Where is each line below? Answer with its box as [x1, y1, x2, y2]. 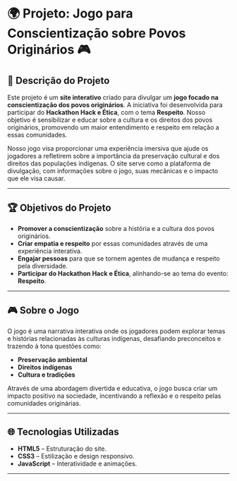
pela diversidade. [17, 261, 68, 270]
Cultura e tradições [17, 370, 75, 379]
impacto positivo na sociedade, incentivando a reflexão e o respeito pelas [7, 392, 221, 400]
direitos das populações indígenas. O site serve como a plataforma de [7, 159, 211, 168]
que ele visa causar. [7, 174, 66, 182]
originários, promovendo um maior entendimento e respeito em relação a [7, 123, 220, 131]
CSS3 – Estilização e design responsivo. [17, 452, 135, 461]
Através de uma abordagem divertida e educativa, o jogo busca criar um [7, 384, 218, 392]
